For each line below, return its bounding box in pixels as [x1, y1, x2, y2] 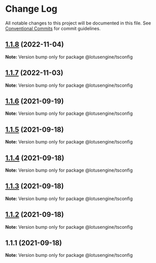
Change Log [5, 3, 57, 15]
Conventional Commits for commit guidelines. [5, 25, 101, 31]
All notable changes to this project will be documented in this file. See [5, 20, 151, 26]
